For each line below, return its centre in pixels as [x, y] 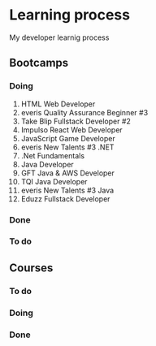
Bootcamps [39, 63]
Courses [31, 268]
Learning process [70, 15]
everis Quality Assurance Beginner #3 [84, 112]
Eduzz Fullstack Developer [65, 199]
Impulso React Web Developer [71, 130]
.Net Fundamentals [52, 155]
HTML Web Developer [58, 104]
